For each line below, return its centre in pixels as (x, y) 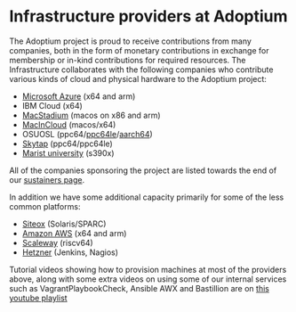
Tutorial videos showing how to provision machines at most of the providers (148, 269)
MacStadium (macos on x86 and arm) (92, 115)
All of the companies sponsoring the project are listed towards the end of (143, 170)
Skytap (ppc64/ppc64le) (67, 144)
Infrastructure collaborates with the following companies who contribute (141, 70)
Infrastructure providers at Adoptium (148, 16)
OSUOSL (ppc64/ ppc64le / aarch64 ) (87, 134)
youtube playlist (39, 298)
